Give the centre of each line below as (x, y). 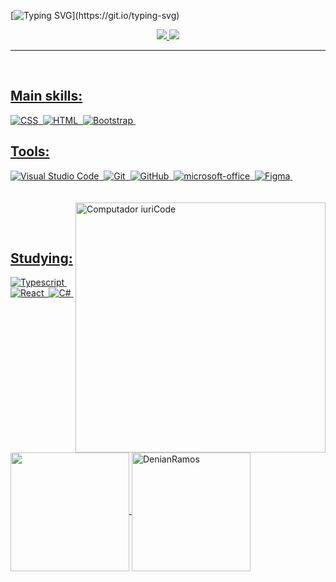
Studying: (41, 258)
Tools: (30, 151)
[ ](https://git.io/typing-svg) (95, 15)
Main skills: (46, 96)
